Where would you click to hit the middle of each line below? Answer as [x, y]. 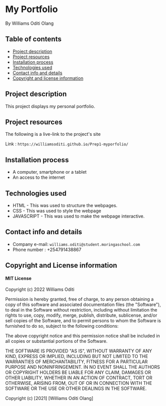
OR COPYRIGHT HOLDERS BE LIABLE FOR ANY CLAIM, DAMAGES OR [78, 373]
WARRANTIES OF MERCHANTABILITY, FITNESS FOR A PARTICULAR [76, 362]
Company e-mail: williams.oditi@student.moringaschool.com [76, 244]
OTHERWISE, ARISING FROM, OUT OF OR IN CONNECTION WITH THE [79, 383]
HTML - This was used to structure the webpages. [65, 205]
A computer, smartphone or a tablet [49, 172]
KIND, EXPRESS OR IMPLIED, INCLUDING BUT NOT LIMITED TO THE [77, 357]
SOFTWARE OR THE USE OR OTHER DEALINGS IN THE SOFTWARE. [76, 389]
